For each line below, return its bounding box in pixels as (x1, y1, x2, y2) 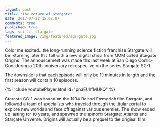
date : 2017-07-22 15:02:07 (5, 16, 59, 21)
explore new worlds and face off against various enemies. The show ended (5, 106, 155, 112)
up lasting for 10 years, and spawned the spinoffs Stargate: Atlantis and (5, 111, 147, 117)
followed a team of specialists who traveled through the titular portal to (5, 101, 146, 107)
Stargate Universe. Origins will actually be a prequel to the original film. (5, 116, 146, 122)
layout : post (5, 7, 31, 12)
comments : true (5, 20, 36, 26)
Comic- (138, 57, 153, 63)
